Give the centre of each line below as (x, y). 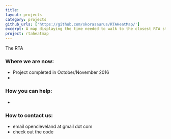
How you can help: (29, 91)
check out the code (33, 132)
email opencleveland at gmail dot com (52, 126)
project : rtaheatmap (27, 34)
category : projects (26, 19)
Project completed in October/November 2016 (61, 72)
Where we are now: (30, 61)
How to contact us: (29, 115)
